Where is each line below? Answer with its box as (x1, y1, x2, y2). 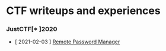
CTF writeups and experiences (6, 4, 161, 18)
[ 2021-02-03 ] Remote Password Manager (14, 38, 120, 45)
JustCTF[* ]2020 (6, 25, 58, 33)
